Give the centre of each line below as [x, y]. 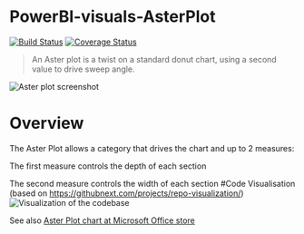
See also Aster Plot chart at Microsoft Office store [102, 220]
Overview [47, 123]
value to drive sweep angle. [83, 69]
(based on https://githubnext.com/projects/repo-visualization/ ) [127, 193]
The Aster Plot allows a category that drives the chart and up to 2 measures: [152, 148]
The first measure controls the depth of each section [108, 166]
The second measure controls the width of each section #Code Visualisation [152, 183]
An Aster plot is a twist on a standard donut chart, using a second [154, 59]
